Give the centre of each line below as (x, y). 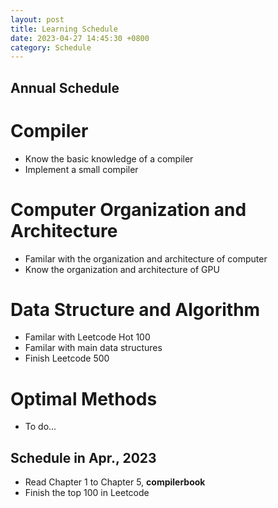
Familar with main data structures (93, 348)
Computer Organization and (128, 209)
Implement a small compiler (81, 169)
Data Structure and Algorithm (135, 309)
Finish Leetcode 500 (67, 358)
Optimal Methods (84, 398)
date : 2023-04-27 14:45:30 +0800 (80, 38)
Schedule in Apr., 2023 (83, 457)
